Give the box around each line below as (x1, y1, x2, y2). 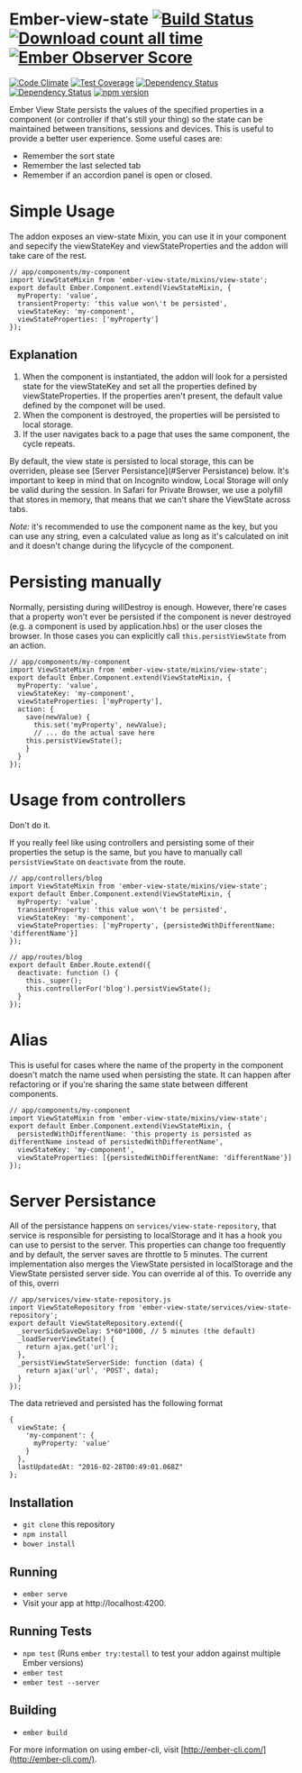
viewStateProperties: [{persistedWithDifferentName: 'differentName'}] (17, 1153, 293, 1162)
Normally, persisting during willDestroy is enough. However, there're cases (9, 601, 287, 612)
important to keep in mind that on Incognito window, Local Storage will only (9, 474, 288, 486)
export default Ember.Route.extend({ (9, 960, 151, 969)
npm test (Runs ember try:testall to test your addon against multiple (22, 1648, 281, 1659)
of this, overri (9, 1278, 59, 1289)
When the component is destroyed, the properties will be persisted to (22, 409, 280, 420)
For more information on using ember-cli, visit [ (9, 1744, 185, 1755)
